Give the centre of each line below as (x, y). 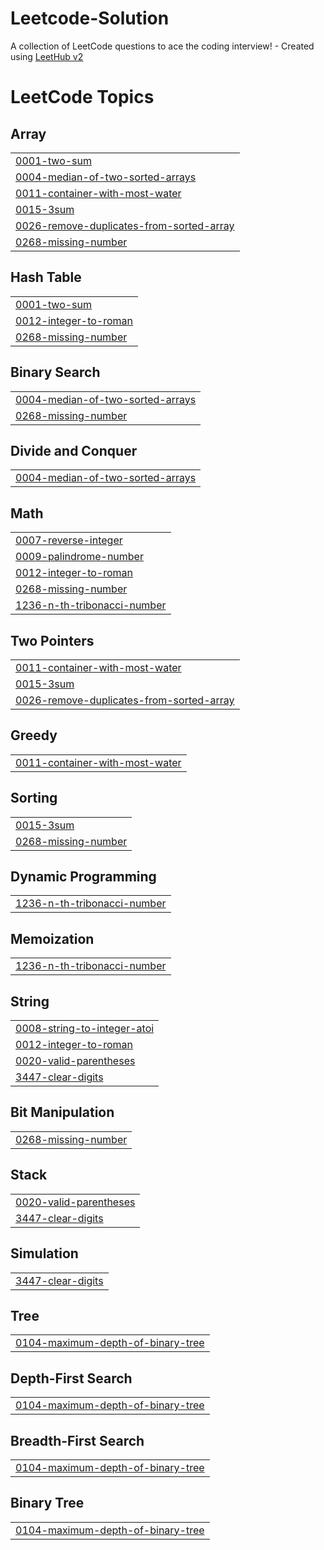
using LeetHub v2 (47, 56)
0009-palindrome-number (79, 557)
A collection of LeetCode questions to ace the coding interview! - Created (162, 46)
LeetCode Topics (82, 97)
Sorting (34, 798)
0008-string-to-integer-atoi (85, 1029)
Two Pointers (52, 640)
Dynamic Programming (83, 877)
